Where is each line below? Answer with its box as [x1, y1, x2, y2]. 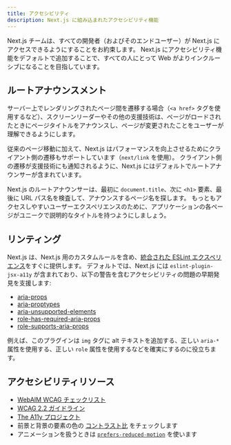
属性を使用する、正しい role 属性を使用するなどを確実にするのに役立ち [7, 345, 210, 353]
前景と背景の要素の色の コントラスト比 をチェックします [17, 421, 178, 429]
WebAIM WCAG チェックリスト [17, 395, 106, 404]
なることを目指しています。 [25, 62, 103, 70]
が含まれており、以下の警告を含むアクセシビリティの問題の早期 [33, 270, 214, 278]
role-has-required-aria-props [17, 315, 101, 323]
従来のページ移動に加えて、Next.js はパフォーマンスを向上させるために [7, 144, 209, 153]
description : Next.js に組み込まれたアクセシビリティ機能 [7, 17, 159, 23]
